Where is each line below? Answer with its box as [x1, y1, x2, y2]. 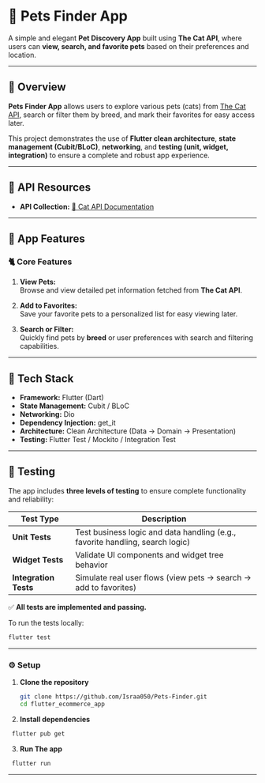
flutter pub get [11, 729, 65, 738]
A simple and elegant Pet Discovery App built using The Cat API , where [8, 33, 242, 43]
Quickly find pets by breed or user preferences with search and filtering [19, 333, 254, 342]
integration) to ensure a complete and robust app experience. [8, 150, 211, 160]
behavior [74, 559, 108, 570]
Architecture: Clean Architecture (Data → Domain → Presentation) [19, 426, 237, 436]
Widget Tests [12, 554, 64, 565]
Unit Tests [12, 531, 51, 543]
